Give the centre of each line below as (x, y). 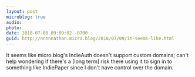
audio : (14, 22)
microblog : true (26, 17)
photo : (14, 28)
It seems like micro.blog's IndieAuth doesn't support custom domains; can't (97, 55)
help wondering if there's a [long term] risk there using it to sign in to (89, 61)
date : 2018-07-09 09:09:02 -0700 (47, 33)
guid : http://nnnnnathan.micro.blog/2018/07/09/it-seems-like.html (90, 38)
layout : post (22, 11)
